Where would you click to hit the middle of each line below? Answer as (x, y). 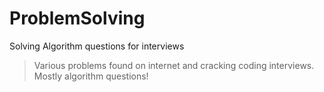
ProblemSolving (77, 18)
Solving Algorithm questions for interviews (97, 46)
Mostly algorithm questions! (91, 76)
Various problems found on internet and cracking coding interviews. (174, 65)
